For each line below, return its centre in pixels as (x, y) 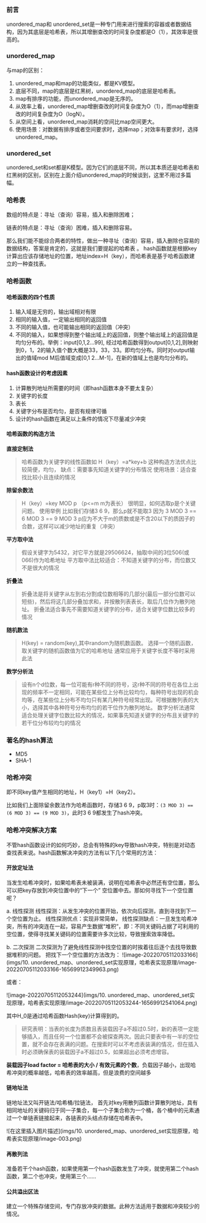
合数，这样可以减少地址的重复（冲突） (70, 526)
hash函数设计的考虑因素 (37, 373)
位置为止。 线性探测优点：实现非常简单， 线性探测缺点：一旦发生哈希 (104, 918)
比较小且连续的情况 (51, 477)
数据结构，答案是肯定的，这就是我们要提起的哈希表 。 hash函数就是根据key (102, 248)
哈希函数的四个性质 (31, 297)
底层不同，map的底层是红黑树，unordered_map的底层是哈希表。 (97, 91)
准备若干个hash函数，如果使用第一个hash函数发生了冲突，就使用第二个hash (103, 1169)
